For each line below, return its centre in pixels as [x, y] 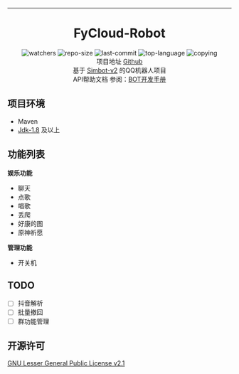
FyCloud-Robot [119, 33]
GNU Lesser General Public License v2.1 [66, 363]
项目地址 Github [119, 61]
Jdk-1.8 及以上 [39, 129]
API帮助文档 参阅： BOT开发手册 [119, 79]
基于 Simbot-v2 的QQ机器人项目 [119, 70]
